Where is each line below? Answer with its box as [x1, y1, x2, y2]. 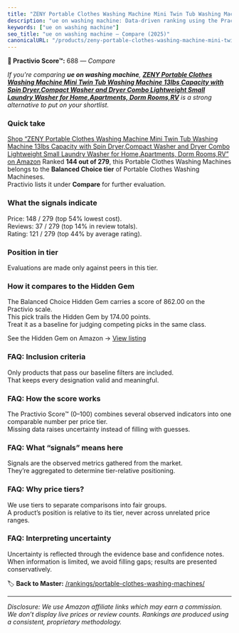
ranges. [7, 515, 30, 525]
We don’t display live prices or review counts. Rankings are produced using [7, 609, 229, 618]
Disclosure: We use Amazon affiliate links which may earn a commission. [7, 602, 223, 611]
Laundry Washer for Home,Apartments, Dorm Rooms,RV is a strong [7, 93, 212, 102]
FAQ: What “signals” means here [7, 442, 124, 452]
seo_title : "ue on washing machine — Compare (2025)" [7, 30, 171, 38]
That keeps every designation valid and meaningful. [7, 375, 159, 384]
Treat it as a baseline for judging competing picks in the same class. [7, 320, 206, 329]
